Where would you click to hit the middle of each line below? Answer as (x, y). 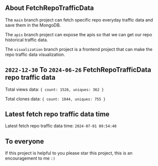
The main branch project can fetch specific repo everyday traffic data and (79, 20)
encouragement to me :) (30, 158)
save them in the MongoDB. (33, 25)
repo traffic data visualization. (35, 54)
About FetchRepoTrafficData (49, 8)
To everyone (24, 141)
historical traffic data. (26, 40)
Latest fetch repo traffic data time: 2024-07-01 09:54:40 (61, 126)
